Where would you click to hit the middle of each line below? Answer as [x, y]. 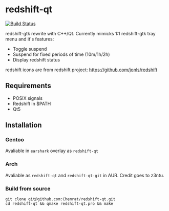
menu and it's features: [30, 39]
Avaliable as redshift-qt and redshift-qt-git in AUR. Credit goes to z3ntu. [85, 175]
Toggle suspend [30, 49]
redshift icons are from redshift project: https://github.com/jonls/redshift [81, 70]
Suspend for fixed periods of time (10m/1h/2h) [61, 54]
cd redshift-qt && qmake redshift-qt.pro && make [59, 204]
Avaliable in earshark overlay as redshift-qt [52, 151]
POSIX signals [27, 98]
